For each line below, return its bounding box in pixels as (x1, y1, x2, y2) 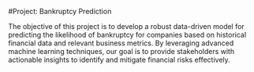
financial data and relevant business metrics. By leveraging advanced (8, 38, 234, 48)
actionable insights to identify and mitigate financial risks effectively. (8, 55, 230, 64)
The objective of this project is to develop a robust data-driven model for (8, 22, 245, 31)
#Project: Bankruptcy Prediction (8, 7, 112, 16)
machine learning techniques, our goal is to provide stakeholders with (8, 47, 235, 56)
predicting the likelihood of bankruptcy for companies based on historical (8, 31, 247, 39)
